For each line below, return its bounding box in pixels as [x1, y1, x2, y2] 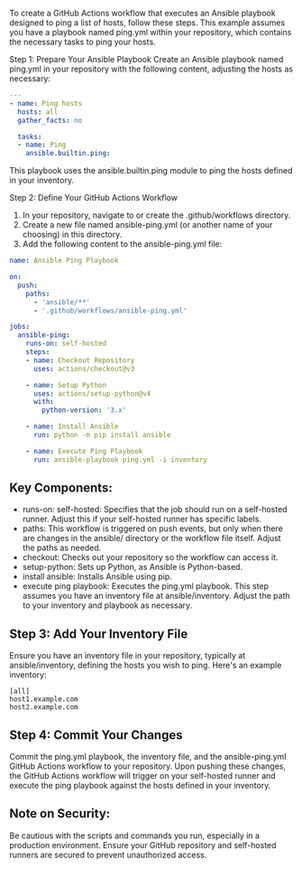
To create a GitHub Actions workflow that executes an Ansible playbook [9, 8, 277, 18]
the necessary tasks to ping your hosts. [9, 36, 156, 47]
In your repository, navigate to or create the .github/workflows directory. [22, 210, 291, 220]
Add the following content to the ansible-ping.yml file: [22, 238, 223, 249]
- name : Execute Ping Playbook [25, 446, 143, 455]
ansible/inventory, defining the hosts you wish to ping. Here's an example [9, 659, 282, 671]
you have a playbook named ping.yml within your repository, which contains [9, 27, 292, 37]
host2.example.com [9, 703, 78, 712]
